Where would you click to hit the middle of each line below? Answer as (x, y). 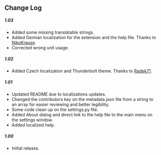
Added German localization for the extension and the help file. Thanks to (84, 38)
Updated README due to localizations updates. (59, 94)
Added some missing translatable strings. (53, 32)
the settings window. (32, 120)
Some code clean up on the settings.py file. (55, 110)
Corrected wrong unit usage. (40, 48)
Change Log (23, 8)
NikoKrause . (24, 42)
